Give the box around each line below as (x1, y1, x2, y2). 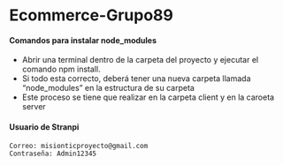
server (21, 101, 46, 112)
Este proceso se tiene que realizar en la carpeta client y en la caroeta (21, 92, 275, 102)
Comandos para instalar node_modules (9, 34, 157, 45)
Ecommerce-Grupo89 (9, 5, 174, 26)
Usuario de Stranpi (9, 121, 80, 132)
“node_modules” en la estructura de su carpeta (21, 83, 195, 94)
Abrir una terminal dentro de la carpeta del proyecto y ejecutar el (21, 55, 259, 65)
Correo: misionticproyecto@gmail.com (9, 141, 149, 150)
